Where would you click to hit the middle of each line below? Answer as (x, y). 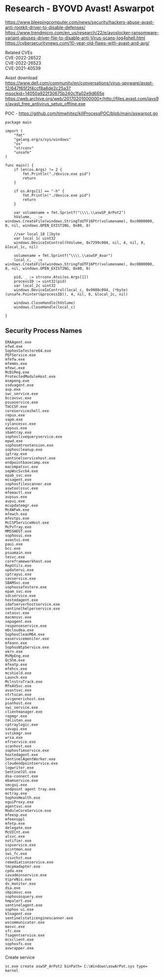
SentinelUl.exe (21, 772)
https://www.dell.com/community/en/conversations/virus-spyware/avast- (79, 83)
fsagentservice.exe (25, 935)
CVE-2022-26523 (23, 63)
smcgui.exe (16, 785)
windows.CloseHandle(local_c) (45, 307)
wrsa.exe (14, 737)
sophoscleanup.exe (24, 449)
